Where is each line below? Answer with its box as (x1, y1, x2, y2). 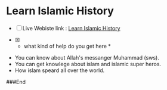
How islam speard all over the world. (14, 67, 105, 74)
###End (6, 78, 26, 85)
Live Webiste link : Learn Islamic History (22, 24, 120, 32)
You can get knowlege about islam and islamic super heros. (14, 60, 162, 67)
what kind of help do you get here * (23, 42, 112, 49)
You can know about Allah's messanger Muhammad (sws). (14, 54, 159, 61)
